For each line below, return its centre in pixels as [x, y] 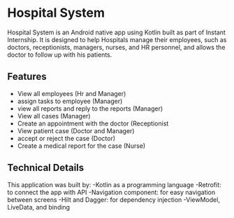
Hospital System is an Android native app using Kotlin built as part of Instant [116, 32]
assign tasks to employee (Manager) [70, 101]
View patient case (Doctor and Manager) [76, 130]
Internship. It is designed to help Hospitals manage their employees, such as [117, 39]
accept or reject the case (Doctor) [66, 138]
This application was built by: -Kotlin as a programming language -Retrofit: [114, 184]
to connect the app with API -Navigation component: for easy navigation [111, 192]
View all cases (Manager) [54, 116]
